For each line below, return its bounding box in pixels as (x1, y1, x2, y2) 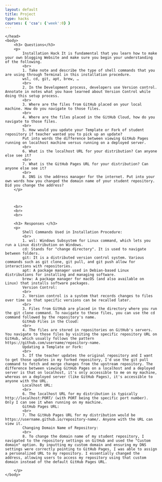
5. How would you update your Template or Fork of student (22, 127, 145, 133)
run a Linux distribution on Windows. (5, 243, 83, 248)
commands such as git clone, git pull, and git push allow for (5, 260, 136, 265)
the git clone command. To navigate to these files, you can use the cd (5, 311, 155, 316)
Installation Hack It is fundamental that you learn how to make (22, 51, 158, 56)
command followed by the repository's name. (5, 315, 97, 320)
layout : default (5, 7, 38, 12)
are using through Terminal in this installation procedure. (5, 72, 131, 77)
